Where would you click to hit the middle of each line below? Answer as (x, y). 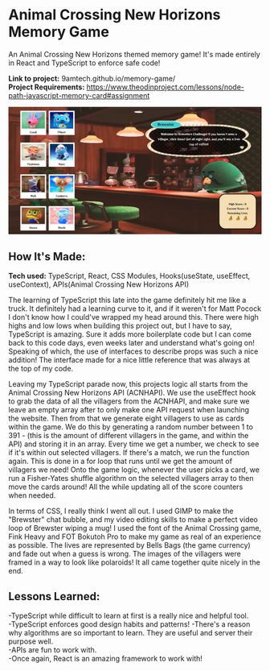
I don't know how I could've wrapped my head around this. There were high (134, 317)
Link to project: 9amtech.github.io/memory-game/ (92, 78)
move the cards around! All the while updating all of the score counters (126, 487)
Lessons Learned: (54, 596)
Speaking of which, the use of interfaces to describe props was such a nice (133, 351)
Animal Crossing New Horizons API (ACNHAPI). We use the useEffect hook (132, 393)
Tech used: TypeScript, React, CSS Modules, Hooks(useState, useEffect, (129, 276)
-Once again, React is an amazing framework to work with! (106, 659)
